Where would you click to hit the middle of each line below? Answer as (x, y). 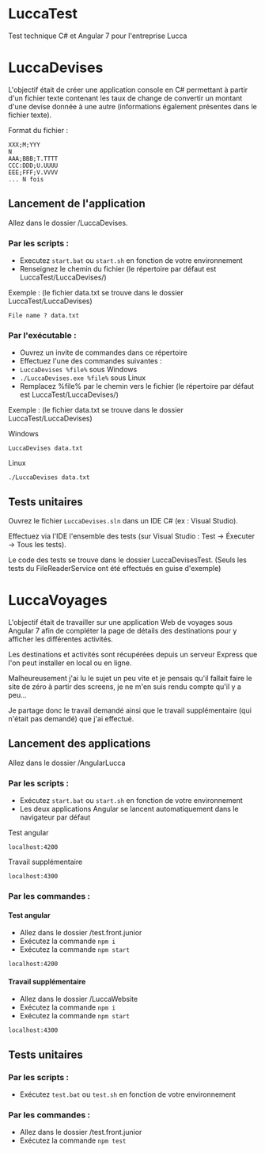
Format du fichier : (38, 130)
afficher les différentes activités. (61, 639)
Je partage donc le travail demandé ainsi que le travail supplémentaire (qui (130, 710)
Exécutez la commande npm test (73, 1140)
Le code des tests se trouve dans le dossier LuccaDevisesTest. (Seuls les (127, 560)
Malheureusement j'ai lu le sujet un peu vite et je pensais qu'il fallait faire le (130, 679)
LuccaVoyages (58, 601)
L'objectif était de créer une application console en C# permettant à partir (128, 89)
